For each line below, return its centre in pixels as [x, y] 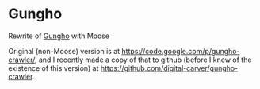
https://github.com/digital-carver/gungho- [169, 68]
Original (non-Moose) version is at [64, 51]
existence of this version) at [54, 68]
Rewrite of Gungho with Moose [59, 36]
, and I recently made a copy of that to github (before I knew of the [143, 60]
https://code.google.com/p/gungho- [181, 51]
